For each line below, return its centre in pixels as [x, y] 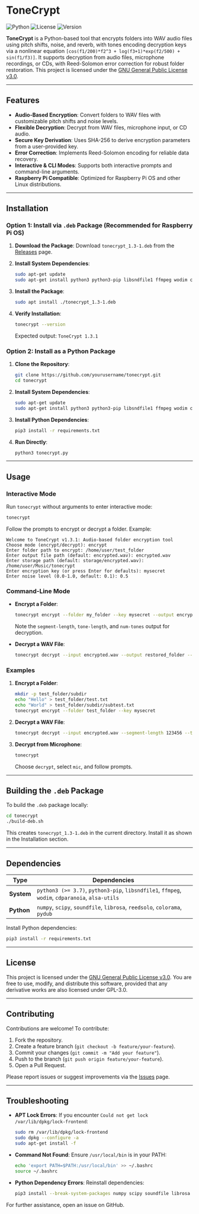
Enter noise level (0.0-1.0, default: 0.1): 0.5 [67, 576]
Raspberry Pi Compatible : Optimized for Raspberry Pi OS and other [97, 178]
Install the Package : [39, 291]
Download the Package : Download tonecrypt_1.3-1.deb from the [94, 246]
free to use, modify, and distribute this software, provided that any [87, 983]
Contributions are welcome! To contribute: [58, 1028]
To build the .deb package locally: [47, 805]
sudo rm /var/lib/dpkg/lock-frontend [61, 1133]
